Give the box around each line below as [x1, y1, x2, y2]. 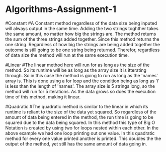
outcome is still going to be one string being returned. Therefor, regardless [5, 47, 160, 53]
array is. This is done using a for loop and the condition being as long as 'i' [5, 78, 160, 84]
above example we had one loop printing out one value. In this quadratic [5, 130, 155, 136]
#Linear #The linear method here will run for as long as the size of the [5, 62, 150, 68]
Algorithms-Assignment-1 [5, 4, 117, 15]
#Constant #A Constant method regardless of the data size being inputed [5, 20, 157, 26]
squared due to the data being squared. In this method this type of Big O [5, 119, 155, 125]
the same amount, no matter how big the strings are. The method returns [5, 31, 156, 37]
